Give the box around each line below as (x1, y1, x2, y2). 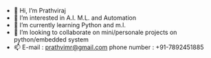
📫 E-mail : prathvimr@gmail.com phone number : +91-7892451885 (13, 43, 204, 51)
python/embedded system (13, 35, 89, 44)
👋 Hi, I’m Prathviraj (13, 7, 67, 14)
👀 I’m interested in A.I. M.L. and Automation (13, 14, 136, 22)
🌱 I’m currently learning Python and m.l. (13, 21, 126, 29)
